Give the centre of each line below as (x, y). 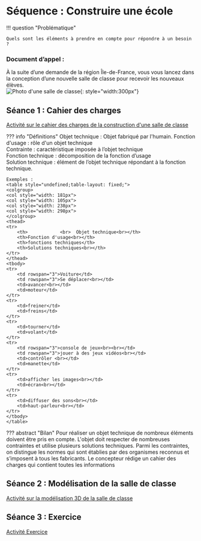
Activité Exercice (27, 531)
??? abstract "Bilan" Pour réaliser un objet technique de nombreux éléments (100, 433)
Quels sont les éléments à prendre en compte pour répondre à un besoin (99, 39)
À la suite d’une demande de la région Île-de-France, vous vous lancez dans (100, 72)
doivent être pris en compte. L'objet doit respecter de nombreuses (88, 439)
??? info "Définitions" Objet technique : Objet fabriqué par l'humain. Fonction (101, 137)
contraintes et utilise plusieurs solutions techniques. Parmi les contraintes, (98, 446)
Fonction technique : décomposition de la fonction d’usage (79, 156)
